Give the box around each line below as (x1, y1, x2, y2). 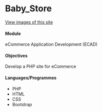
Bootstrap (12, 101, 32, 107)
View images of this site (5, 19, 53, 25)
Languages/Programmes (5, 75, 57, 81)
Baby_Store (5, 3, 52, 14)
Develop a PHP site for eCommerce (5, 63, 77, 69)
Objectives (5, 53, 28, 58)
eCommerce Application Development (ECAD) (5, 41, 98, 47)
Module (5, 30, 21, 36)
